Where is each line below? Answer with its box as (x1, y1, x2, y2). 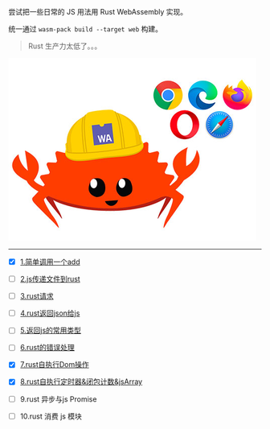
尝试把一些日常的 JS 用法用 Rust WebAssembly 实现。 (8, 7, 188, 16)
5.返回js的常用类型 (19, 325, 82, 336)
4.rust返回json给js (19, 308, 80, 318)
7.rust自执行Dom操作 (19, 360, 90, 369)
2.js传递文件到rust (19, 274, 80, 284)
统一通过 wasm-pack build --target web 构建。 (8, 24, 163, 34)
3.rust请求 (19, 291, 54, 301)
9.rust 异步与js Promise (19, 394, 97, 404)
